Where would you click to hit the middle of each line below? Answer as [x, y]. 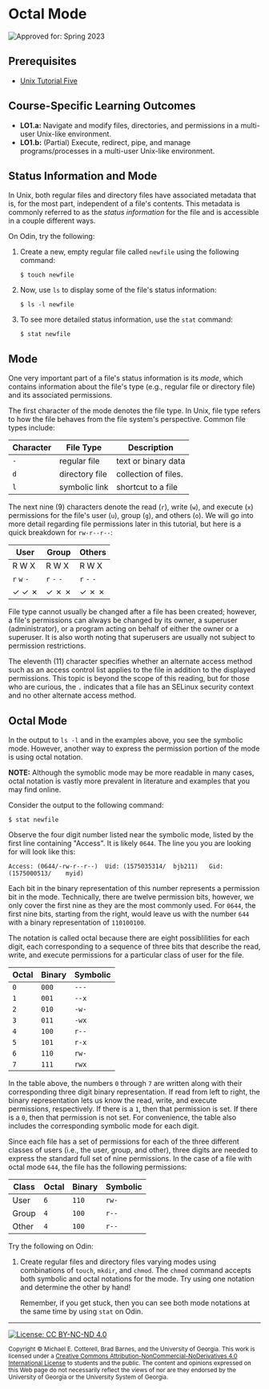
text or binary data [151, 461]
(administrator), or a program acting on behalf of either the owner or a [124, 629]
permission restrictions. [47, 646]
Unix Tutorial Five [48, 80]
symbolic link [84, 488]
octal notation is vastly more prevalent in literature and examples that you [129, 781]
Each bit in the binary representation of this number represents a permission [134, 888]
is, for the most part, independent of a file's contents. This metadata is [124, 204]
